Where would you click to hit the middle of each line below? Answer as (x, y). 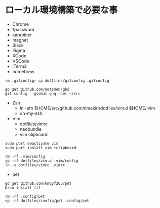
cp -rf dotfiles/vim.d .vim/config (42, 161)
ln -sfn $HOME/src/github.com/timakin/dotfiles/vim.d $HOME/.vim (87, 108)
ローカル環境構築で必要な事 (61, 10)
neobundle (31, 129)
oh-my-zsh (31, 113)
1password (23, 29)
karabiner (22, 35)
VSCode (21, 61)
